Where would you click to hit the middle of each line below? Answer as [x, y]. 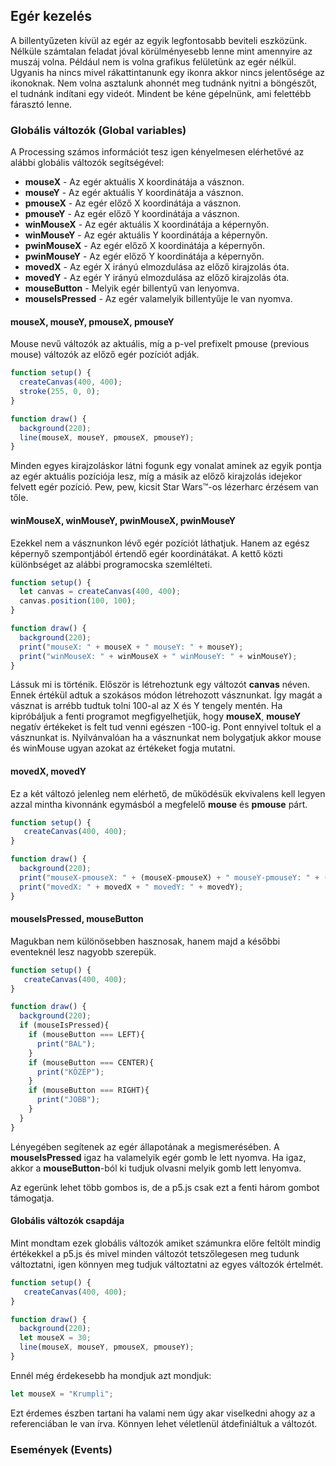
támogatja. [32, 1198]
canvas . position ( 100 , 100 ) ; [78, 601]
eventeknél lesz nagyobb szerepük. [83, 951]
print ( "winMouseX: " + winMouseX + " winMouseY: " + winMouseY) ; [158, 656]
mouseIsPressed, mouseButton [77, 919]
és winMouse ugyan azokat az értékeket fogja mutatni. [123, 748]
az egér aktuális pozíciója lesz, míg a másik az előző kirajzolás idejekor [156, 476]
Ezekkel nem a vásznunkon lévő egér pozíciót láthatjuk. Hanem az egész [160, 543]
